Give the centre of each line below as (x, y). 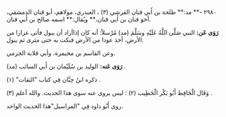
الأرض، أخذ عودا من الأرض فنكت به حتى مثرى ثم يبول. (75, 40)
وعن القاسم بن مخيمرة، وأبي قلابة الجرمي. (61, 53)
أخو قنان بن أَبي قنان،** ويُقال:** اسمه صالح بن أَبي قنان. (79, 19)
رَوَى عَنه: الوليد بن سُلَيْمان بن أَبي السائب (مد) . (66, 66)
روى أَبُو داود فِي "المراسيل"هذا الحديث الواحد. (65, 106)
